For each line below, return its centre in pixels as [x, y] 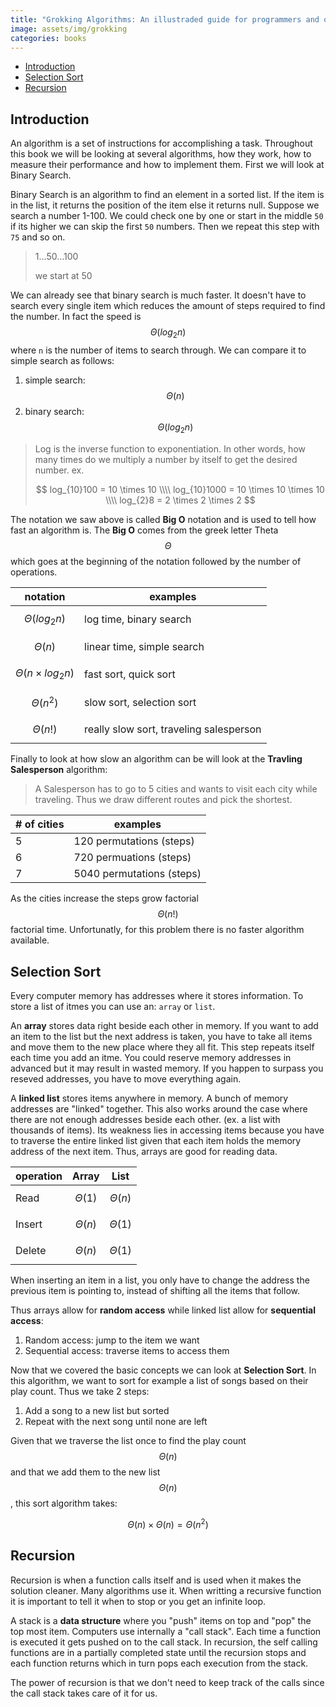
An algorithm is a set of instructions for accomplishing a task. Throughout [161, 143]
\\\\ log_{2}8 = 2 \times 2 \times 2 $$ [180, 500]
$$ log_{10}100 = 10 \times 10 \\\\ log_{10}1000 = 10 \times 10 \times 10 [180, 489]
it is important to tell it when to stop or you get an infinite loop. [138, 1601]
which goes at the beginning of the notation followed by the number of [156, 561]
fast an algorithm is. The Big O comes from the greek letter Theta [144, 530]
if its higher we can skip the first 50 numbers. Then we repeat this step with [165, 227]
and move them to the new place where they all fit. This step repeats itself [162, 1047]
